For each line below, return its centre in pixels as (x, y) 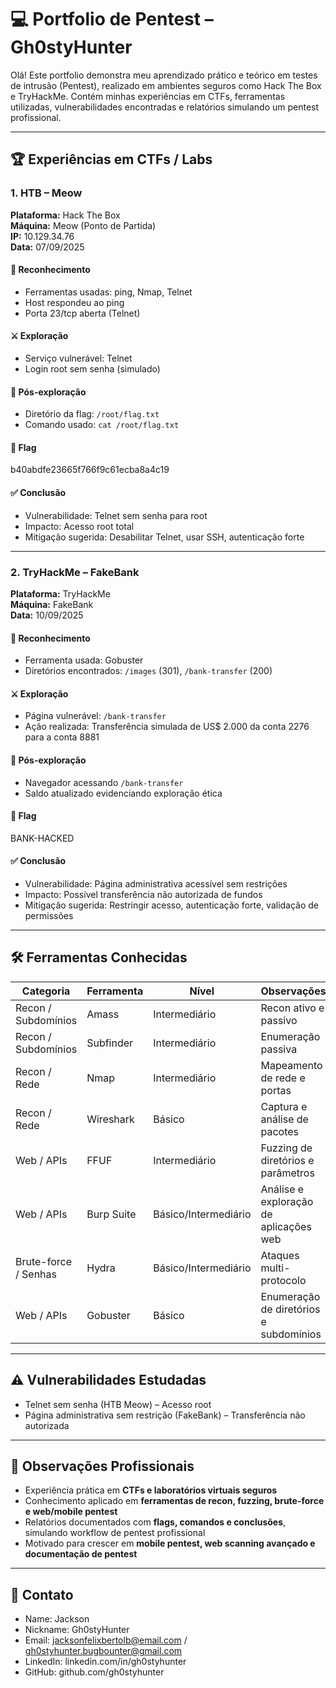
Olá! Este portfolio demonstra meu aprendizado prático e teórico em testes (164, 75)
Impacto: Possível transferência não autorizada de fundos (143, 894)
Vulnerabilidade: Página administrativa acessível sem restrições (156, 883)
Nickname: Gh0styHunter (77, 1630)
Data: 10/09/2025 (47, 615)
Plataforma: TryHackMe (60, 593)
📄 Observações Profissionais (102, 1466)
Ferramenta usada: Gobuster (84, 660)
